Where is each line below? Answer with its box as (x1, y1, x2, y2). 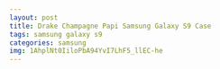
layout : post (9, 13, 59, 22)
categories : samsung (9, 38, 87, 47)
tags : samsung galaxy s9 (9, 30, 103, 39)
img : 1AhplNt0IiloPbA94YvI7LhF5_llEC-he (9, 47, 164, 56)
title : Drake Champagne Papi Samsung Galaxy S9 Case (9, 22, 212, 30)
